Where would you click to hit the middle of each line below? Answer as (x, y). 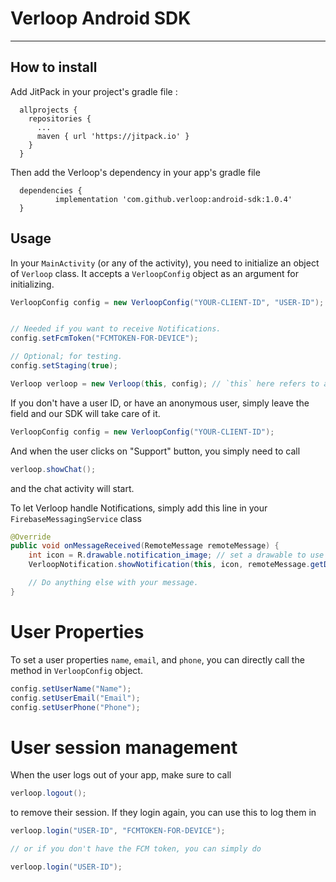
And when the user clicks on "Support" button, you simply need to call (155, 451)
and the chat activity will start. (72, 488)
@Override (31, 537)
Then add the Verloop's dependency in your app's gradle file (135, 172)
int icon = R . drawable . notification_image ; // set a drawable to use (176, 555)
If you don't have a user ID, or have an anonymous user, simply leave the (160, 403)
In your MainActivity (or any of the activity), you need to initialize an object (165, 263)
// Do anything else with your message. (113, 583)
